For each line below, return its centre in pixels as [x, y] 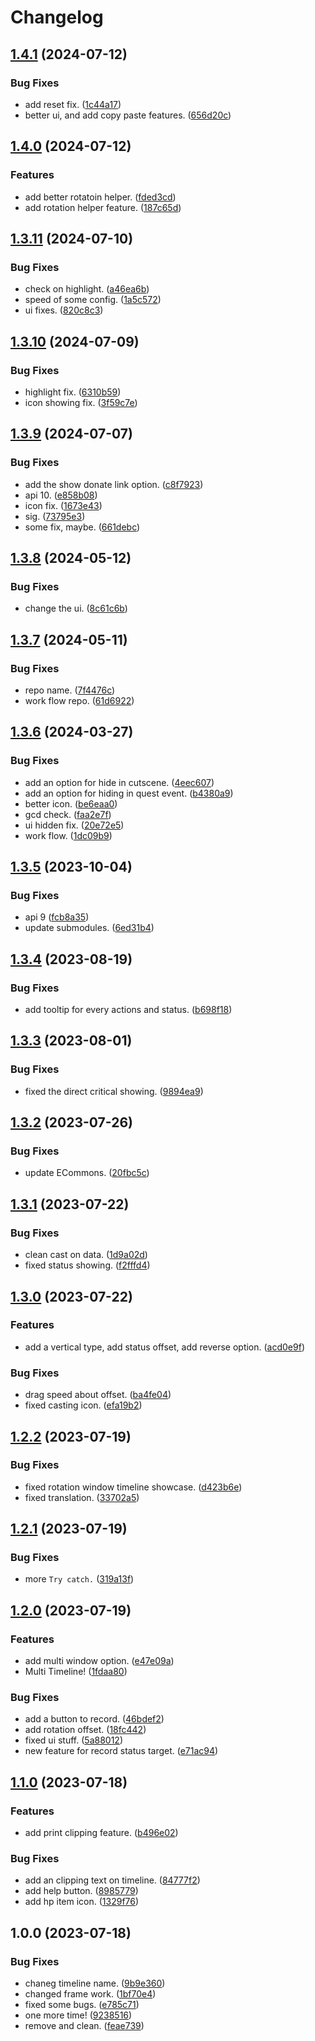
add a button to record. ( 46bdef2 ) [94, 1719]
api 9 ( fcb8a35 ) [57, 917]
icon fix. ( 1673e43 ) [63, 505]
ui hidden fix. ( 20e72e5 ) [74, 825]
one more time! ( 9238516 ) [78, 2015]
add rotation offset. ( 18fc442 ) [85, 1730]
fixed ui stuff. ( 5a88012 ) [73, 1740]
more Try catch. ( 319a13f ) [79, 1579]
